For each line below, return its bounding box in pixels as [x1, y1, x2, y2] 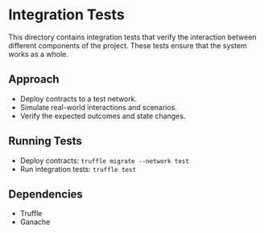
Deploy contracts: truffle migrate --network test [19, 155, 189, 166]
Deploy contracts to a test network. [19, 94, 138, 104]
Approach [8, 72, 60, 86]
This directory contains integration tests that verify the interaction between [8, 32, 257, 42]
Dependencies [8, 187, 83, 201]
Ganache [19, 217, 51, 227]
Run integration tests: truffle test [19, 164, 137, 174]
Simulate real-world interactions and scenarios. [19, 102, 177, 112]
